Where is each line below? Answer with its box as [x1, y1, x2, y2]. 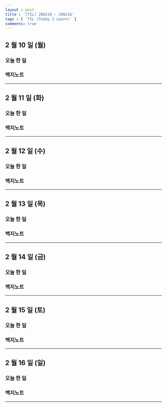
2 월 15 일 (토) [5, 306, 46, 314]
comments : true [5, 21, 37, 26]
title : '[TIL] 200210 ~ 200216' [5, 12, 75, 17]
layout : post [5, 7, 35, 12]
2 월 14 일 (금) [5, 253, 46, 261]
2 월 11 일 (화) [5, 94, 45, 102]
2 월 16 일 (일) [5, 359, 46, 367]
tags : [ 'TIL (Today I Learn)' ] [5, 16, 77, 21]
